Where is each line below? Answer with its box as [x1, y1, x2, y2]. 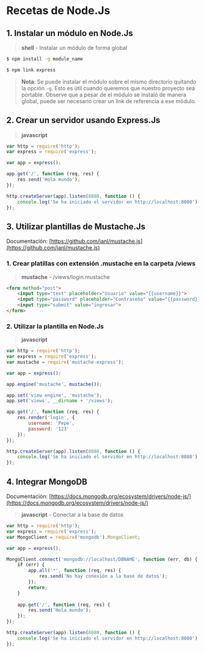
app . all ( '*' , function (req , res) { [28, 568, 121, 574]
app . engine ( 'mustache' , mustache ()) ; [6, 381, 103, 388]
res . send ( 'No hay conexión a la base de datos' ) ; [38, 573, 168, 580]
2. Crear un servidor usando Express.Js [6, 115, 160, 126]
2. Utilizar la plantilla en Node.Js [6, 322, 104, 330]
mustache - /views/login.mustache [21, 273, 110, 281]
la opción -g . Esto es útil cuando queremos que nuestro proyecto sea [21, 84, 195, 92]
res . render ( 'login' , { [17, 414, 75, 421]
